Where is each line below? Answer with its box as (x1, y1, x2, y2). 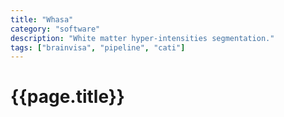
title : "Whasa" (10, 14, 74, 25)
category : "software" (10, 24, 101, 34)
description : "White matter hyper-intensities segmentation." (10, 33, 275, 43)
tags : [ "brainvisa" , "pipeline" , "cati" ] (10, 42, 186, 53)
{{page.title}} (10, 86, 125, 108)
